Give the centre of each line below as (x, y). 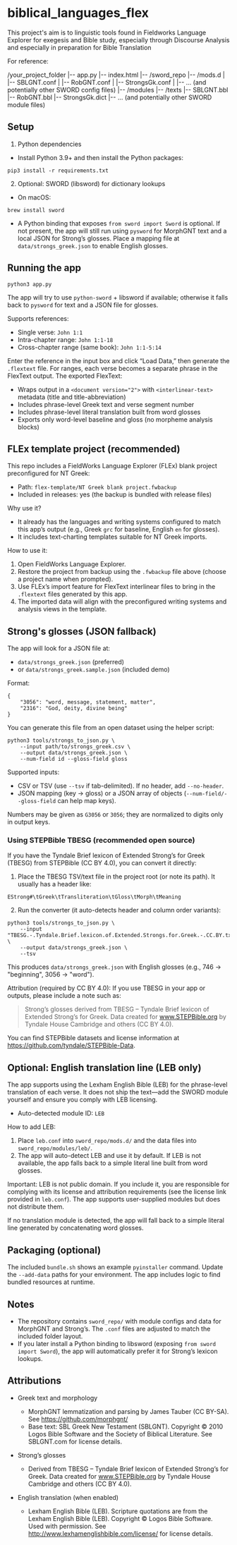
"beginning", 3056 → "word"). (51, 975)
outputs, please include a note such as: (64, 996)
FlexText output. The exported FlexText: (65, 376)
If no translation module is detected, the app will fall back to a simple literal (116, 1221)
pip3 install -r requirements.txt (58, 171)
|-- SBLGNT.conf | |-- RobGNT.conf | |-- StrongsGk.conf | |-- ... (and (107, 82)
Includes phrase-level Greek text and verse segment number (106, 404)
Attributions (35, 1381)
